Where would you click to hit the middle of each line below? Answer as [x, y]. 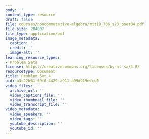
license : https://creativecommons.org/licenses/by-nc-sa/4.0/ [72, 67]
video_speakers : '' [31, 114]
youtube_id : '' [26, 128]
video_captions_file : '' [36, 95]
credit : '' [21, 48]
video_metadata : [22, 109]
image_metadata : [22, 39]
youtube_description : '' [36, 123]
